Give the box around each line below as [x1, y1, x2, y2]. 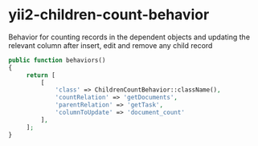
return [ [26, 71, 56, 79]
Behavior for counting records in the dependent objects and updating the [8, 32, 251, 42]
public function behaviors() [8, 56, 106, 64]
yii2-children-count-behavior [8, 6, 210, 24]
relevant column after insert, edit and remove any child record [8, 40, 213, 50]
